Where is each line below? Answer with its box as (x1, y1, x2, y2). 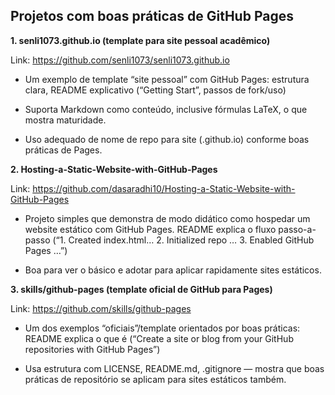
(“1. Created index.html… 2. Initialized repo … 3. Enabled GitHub (52, 234, 315, 246)
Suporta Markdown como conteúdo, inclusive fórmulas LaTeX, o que (24, 103, 308, 115)
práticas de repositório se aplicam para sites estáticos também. (24, 373, 287, 385)
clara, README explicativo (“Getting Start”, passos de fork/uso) (24, 84, 287, 96)
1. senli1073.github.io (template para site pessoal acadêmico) (10, 34, 271, 46)
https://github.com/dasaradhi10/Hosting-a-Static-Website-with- (32, 182, 296, 194)
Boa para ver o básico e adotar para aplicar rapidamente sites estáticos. (24, 264, 322, 276)
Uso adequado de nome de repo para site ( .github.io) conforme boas (24, 133, 310, 145)
